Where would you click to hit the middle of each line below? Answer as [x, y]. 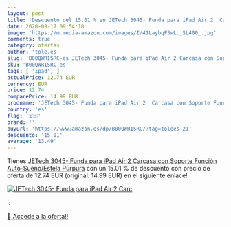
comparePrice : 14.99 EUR [43, 97]
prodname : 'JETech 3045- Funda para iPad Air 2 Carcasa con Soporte [109, 103]
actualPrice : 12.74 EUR [41, 77]
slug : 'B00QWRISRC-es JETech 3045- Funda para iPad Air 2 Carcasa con [110, 58]
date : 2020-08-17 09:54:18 [46, 26]
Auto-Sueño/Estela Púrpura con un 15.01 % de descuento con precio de [109, 169]
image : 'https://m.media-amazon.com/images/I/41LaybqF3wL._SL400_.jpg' [112, 33]
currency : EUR [27, 84]
